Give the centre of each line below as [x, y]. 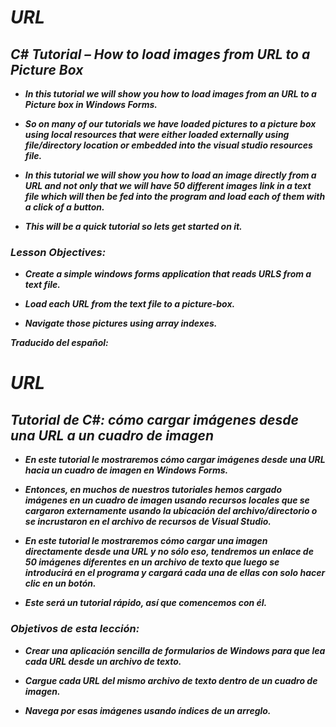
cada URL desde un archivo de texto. [103, 661]
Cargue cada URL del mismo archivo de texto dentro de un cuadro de [171, 680]
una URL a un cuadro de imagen [112, 435]
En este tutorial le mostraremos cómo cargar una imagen [146, 541]
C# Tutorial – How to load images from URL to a [160, 54]
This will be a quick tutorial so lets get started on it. [133, 226]
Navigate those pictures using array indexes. [121, 323]
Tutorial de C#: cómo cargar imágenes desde [154, 419]
